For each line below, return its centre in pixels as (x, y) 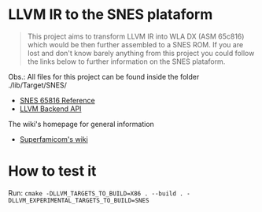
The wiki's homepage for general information (81, 124)
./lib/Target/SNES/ (37, 85)
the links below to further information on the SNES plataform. (126, 61)
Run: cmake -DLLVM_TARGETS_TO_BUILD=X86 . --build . (96, 193)
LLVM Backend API (50, 109)
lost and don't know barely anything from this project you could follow (141, 53)
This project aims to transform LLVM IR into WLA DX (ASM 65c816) (136, 36)
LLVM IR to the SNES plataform (111, 15)
